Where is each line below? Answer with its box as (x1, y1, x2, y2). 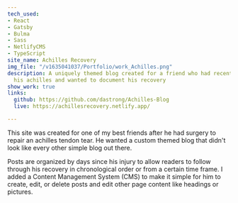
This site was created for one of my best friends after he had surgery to (7, 128, 216, 137)
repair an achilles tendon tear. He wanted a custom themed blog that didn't (7, 136, 226, 144)
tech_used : (7, 10, 40, 18)
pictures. (7, 187, 33, 196)
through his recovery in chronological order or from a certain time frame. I (7, 165, 223, 173)
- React (7, 17, 30, 24)
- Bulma (7, 30, 30, 38)
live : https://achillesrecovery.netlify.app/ (13, 103, 151, 110)
